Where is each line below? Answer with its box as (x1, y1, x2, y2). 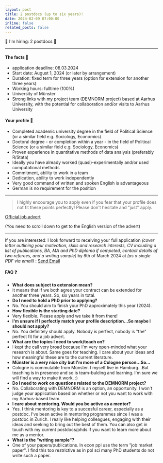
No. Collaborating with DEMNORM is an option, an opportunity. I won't (12, 385, 153, 391)
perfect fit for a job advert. (12, 334, 65, 339)
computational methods (12, 164, 60, 170)
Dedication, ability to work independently (12, 175, 95, 180)
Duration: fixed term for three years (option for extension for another (12, 75, 149, 81)
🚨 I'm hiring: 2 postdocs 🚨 (5, 38, 57, 44)
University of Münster (12, 91, 56, 97)
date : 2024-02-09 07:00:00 (5, 16, 60, 21)
